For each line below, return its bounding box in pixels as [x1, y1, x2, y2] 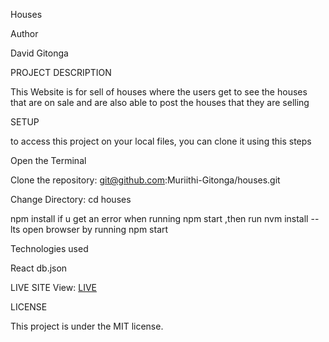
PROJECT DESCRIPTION [10, 67, 112, 78]
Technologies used [10, 243, 89, 254]
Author [10, 28, 39, 39]
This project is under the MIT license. [10, 320, 164, 332]
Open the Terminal [10, 155, 87, 166]
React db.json [10, 262, 68, 274]
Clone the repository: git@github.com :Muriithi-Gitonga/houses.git [10, 174, 281, 186]
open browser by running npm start [22, 224, 169, 235]
